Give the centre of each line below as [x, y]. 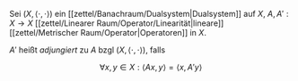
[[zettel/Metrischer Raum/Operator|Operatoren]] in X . [108, 32]
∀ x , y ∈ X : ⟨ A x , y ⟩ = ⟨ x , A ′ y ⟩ [151, 67]
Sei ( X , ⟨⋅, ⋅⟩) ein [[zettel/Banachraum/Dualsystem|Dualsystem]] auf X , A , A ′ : [149, 14]
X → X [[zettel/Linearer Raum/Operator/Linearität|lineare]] [117, 23]
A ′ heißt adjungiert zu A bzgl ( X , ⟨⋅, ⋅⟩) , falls [88, 50]
